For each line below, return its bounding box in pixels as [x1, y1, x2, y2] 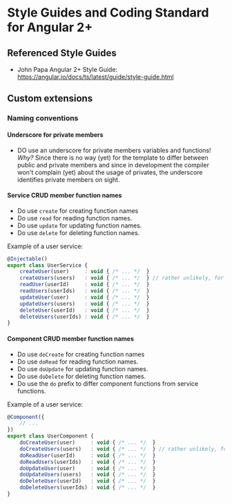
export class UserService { [7, 261, 88, 269]
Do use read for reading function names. [17, 214, 133, 222]
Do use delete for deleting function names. [17, 228, 140, 236]
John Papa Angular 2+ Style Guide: [17, 66, 118, 73]
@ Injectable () [7, 255, 48, 262]
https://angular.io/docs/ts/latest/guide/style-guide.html [17, 73, 174, 81]
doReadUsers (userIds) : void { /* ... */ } [19, 458, 156, 465]
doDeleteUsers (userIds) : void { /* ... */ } [19, 484, 156, 492]
